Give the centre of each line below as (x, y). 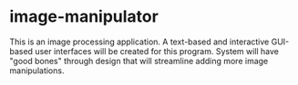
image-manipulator (84, 17)
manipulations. (37, 71)
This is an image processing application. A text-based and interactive (139, 42)
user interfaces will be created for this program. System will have (157, 51)
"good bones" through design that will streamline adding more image (139, 61)
